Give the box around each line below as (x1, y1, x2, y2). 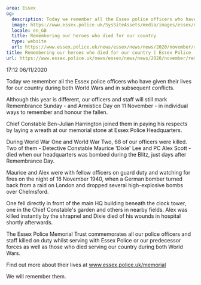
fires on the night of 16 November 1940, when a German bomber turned (6, 175, 182, 182)
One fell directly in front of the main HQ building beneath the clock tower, (6, 199, 187, 206)
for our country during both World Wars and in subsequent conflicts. (6, 84, 175, 91)
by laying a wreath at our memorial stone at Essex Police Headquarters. (6, 126, 182, 134)
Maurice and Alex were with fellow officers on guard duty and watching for (6, 169, 191, 176)
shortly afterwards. (6, 218, 53, 226)
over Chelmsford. (6, 188, 49, 195)
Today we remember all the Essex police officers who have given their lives (6, 77, 192, 85)
